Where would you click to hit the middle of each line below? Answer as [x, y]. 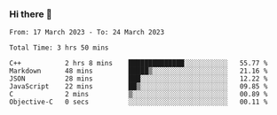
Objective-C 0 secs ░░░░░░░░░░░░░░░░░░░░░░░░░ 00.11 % [138, 102]
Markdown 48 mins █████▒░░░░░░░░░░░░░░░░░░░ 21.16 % [138, 71]
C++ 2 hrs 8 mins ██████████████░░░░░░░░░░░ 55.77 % [138, 64]
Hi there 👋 [31, 14]
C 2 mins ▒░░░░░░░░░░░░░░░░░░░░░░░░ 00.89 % [138, 95]
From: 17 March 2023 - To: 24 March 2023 [87, 33]
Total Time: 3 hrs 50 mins [59, 48]
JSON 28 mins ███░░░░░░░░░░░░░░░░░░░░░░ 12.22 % [138, 79]
